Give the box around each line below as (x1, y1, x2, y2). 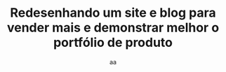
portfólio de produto (53, 35, 173, 50)
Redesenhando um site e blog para (10, 5, 216, 21)
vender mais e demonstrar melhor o (6, 20, 220, 36)
